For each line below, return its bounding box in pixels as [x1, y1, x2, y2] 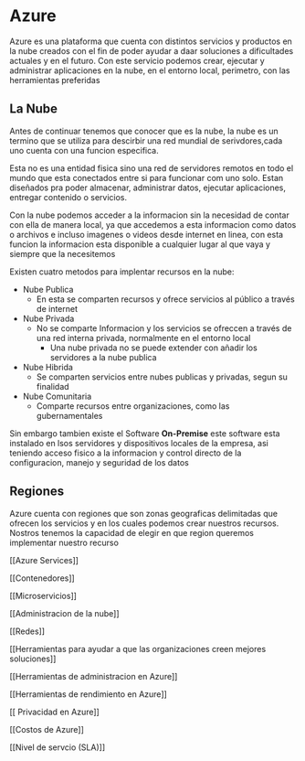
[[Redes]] [9, 626, 46, 637]
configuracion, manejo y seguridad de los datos [9, 456, 189, 467]
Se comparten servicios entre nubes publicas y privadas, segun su [36, 371, 288, 382]
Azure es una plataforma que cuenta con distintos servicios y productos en [9, 36, 292, 47]
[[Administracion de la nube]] [9, 607, 121, 618]
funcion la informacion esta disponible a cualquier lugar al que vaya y [9, 239, 271, 250]
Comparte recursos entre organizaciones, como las [36, 400, 230, 412]
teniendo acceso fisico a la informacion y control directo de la [9, 447, 242, 458]
